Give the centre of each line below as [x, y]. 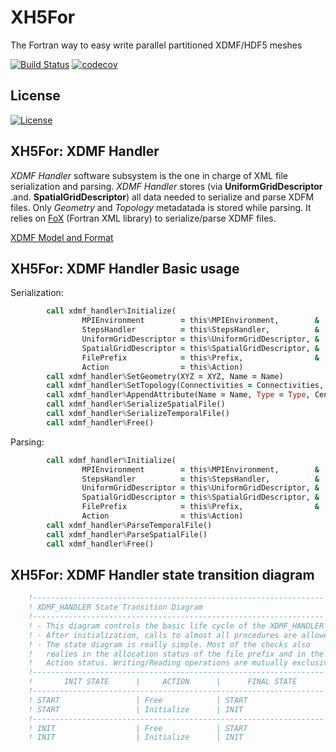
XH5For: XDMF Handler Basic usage [125, 268]
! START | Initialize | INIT [136, 709]
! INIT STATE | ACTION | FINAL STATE [163, 682]
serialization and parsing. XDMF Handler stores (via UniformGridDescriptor [166, 186]
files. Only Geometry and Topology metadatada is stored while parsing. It [161, 207]
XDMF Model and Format [62, 237]
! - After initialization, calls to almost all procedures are [163, 635]
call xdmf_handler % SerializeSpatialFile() [136, 404]
